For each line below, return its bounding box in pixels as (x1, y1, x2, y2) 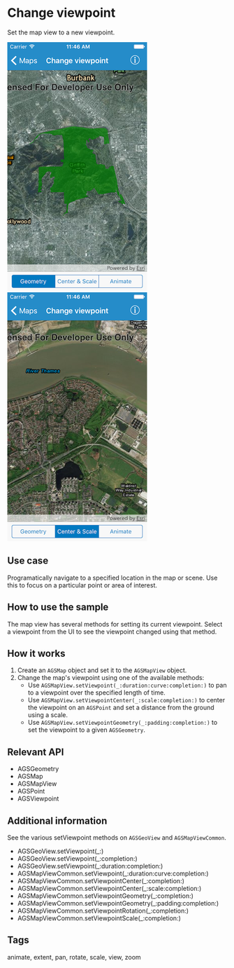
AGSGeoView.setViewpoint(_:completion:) (17, 854, 138, 863)
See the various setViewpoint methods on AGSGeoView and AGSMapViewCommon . (7, 833, 227, 842)
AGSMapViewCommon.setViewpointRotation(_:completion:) (17, 906, 189, 915)
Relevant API (7, 746, 64, 758)
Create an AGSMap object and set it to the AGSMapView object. (17, 666, 187, 674)
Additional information (7, 814, 108, 826)
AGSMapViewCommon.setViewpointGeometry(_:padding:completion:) (17, 899, 219, 907)
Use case (7, 555, 49, 567)
